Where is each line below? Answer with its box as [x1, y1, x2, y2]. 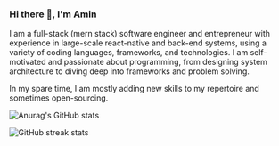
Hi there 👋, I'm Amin [9, 8, 97, 20]
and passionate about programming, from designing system [47, 57, 267, 68]
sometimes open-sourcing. [9, 93, 109, 103]
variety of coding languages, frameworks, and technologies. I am [9, 47, 249, 58]
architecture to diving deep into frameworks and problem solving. [9, 66, 250, 77]
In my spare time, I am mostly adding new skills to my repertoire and [9, 84, 260, 94]
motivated [9, 57, 46, 68]
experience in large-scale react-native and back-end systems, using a [9, 37, 267, 48]
